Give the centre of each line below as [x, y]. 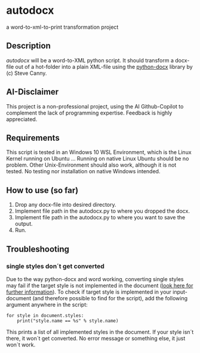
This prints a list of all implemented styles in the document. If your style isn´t [100, 332]
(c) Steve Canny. [27, 73]
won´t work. [21, 345]
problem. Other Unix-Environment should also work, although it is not [91, 165]
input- [180, 292]
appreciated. [22, 119]
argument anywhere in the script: [47, 304]
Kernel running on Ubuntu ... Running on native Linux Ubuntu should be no [98, 159]
